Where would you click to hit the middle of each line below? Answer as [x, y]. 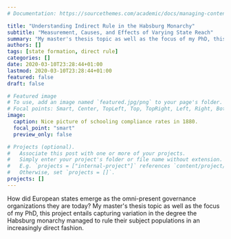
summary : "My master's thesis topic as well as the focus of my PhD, [109, 39]
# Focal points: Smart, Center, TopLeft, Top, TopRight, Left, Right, [110, 109]
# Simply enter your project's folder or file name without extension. [115, 160]
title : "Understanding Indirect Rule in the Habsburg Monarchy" [101, 26]
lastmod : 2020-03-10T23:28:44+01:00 [59, 71]
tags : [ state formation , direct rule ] [63, 52]
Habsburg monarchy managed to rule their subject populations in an [104, 220]
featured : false [30, 77]
